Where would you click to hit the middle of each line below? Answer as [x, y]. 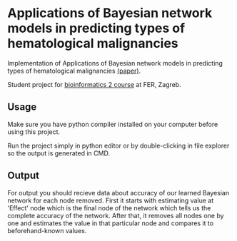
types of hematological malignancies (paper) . [74, 71]
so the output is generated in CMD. [59, 153]
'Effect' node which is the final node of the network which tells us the [109, 207]
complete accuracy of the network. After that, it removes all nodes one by [116, 215]
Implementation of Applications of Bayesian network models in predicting [115, 63]
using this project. [34, 132]
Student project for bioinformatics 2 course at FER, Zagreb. [94, 84]
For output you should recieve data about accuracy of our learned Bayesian [118, 193]
